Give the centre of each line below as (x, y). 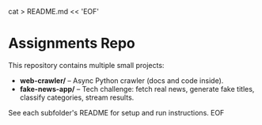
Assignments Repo (72, 44)
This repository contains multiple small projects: (86, 65)
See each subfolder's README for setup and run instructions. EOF (116, 112)
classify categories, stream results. (77, 97)
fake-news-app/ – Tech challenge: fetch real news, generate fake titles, (137, 89)
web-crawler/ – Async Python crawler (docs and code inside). (122, 80)
